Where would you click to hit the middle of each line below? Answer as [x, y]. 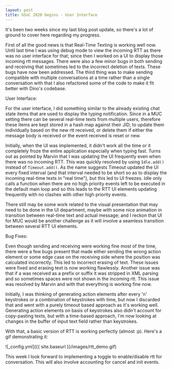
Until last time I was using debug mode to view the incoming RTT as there [83, 50]
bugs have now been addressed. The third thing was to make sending [79, 72]
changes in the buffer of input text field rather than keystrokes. [72, 321]
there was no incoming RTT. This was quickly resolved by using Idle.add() [85, 161]
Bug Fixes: [16, 236]
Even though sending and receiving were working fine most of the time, [81, 246]
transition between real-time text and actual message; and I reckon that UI [84, 215]
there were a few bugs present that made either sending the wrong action [83, 251]
